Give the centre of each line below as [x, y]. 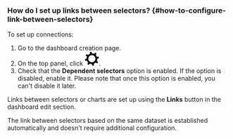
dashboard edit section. [42, 107]
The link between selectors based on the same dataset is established [108, 121]
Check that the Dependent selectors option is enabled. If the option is [119, 71]
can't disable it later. [47, 86]
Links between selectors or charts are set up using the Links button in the [114, 100]
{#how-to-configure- [189, 11]
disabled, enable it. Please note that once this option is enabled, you [116, 79]
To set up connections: [40, 34]
